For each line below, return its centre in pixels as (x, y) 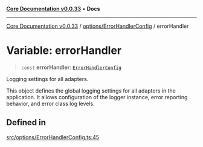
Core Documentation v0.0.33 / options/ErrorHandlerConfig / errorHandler (98, 26)
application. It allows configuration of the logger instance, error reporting (97, 97)
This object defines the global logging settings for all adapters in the (91, 91)
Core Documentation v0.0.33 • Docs (53, 9)
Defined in (26, 122)
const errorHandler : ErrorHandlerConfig (71, 67)
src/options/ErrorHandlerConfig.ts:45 (53, 137)
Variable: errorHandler (64, 51)
